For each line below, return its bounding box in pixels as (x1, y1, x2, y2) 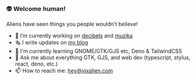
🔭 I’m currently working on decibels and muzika (14, 32, 133, 40)
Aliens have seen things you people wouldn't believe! (6, 20, 138, 28)
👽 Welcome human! (6, 4, 66, 13)
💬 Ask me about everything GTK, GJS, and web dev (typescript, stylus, (14, 54, 191, 61)
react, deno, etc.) (14, 60, 58, 67)
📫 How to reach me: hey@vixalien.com (14, 67, 113, 75)
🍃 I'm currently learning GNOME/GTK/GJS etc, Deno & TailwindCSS (14, 48, 182, 55)
